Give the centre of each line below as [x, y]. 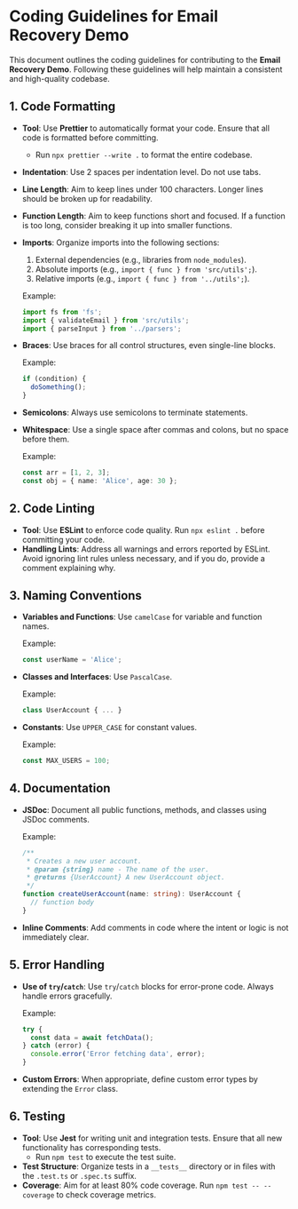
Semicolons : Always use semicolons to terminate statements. [135, 412]
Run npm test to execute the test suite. [106, 1157]
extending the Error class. [70, 1089]
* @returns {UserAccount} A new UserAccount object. [125, 878]
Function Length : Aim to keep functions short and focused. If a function [153, 216]
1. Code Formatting [63, 107]
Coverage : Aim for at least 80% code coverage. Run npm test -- [141, 1185]
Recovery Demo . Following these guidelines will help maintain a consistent [146, 69]
